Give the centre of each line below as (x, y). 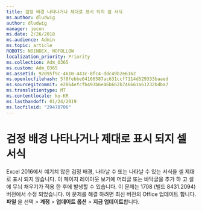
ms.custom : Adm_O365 (32, 68)
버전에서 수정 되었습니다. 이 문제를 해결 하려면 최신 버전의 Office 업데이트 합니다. (101, 194)
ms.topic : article (29, 46)
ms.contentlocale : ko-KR (37, 96)
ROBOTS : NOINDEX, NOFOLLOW (40, 51)
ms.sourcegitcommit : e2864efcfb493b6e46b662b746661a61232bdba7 (87, 85)
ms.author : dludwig (31, 17)
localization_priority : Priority (48, 57)
